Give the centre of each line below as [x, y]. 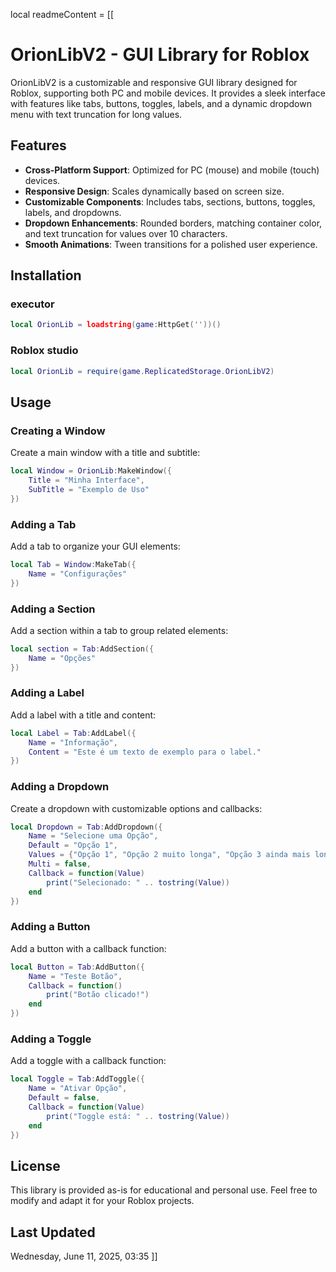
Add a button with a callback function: [88, 948]
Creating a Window [58, 431]
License [35, 1165]
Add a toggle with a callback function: [88, 1061]
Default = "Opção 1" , [73, 845]
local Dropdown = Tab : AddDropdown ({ [86, 827]
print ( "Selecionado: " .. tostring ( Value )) [138, 882]
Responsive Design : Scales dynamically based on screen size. [154, 191]
